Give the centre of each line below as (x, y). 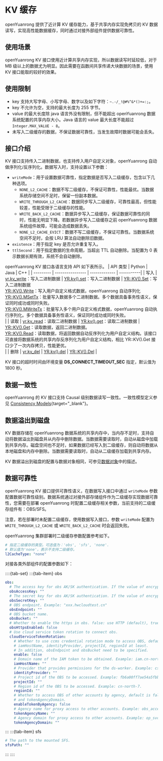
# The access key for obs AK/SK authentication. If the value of (77, 587)
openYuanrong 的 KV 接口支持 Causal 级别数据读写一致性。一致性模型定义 (79, 397)
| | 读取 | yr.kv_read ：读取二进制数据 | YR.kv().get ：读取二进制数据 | (72, 321)
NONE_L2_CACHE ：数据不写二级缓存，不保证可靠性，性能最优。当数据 (87, 189)
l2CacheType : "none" (26, 554)
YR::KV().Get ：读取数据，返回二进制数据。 (47, 327)
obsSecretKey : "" (27, 600)
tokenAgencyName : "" (34, 713)
